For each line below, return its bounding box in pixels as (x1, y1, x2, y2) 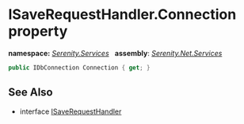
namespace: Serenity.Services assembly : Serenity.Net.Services (8, 48, 223, 58)
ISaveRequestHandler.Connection (8, 6, 237, 24)
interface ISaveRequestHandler (19, 107, 122, 116)
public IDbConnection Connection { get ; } (8, 63, 151, 72)
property (8, 22, 68, 40)
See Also (8, 85, 53, 100)
